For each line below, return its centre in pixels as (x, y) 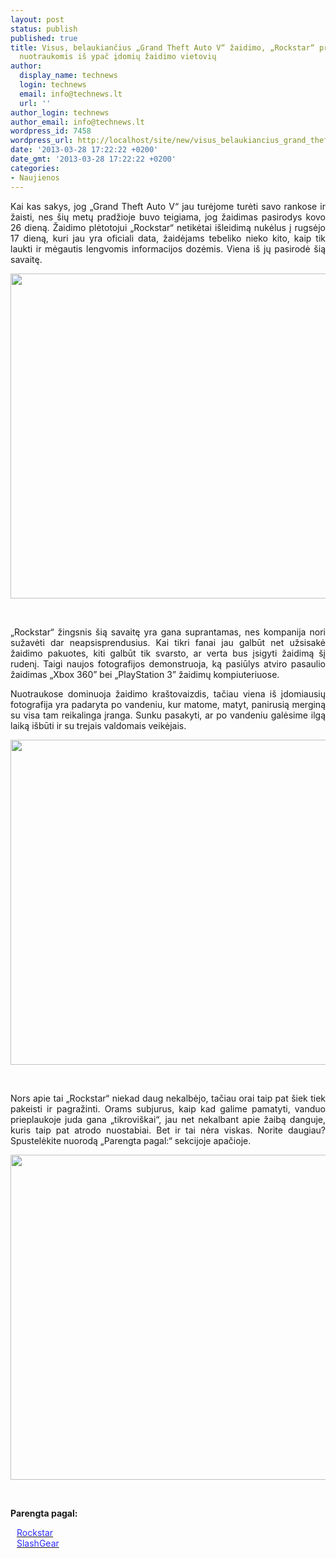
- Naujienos (35, 177)
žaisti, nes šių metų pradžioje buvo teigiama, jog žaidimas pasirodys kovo (168, 217)
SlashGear (38, 1543)
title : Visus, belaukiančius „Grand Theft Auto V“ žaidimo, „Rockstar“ (162, 47)
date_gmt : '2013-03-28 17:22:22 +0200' (93, 159)
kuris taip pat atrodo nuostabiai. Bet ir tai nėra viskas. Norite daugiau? (168, 1130)
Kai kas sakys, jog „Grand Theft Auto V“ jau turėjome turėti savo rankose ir (168, 206)
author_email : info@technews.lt (77, 122)
